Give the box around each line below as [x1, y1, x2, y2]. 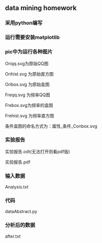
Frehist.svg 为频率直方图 [5, 112, 55, 118]
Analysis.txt [5, 184, 29, 190]
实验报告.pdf [5, 159, 31, 165]
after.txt [5, 233, 21, 239]
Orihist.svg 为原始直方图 [5, 71, 54, 77]
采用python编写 [5, 20, 43, 27]
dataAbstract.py [5, 209, 38, 215]
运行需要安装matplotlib [5, 34, 60, 41]
